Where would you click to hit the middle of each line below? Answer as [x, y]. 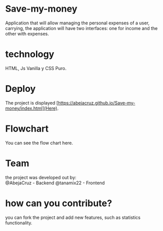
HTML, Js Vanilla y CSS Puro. [36, 68]
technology [30, 54]
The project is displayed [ [32, 103]
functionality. [19, 223]
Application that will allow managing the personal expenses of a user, [77, 23]
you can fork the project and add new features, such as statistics [73, 217]
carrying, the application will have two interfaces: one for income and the [81, 28]
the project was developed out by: [41, 177]
